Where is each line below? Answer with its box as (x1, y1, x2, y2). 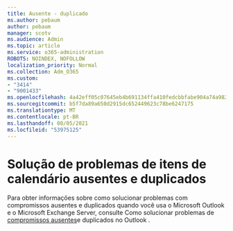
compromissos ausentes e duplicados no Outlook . (7, 216, 150, 224)
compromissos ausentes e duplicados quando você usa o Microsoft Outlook (7, 201, 225, 209)
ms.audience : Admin (7, 36, 64, 43)
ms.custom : (7, 74, 39, 82)
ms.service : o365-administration (7, 49, 104, 56)
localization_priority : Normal (7, 62, 98, 69)
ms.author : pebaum (7, 17, 60, 24)
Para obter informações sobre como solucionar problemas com (7, 194, 189, 202)
